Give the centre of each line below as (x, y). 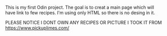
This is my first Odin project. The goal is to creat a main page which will (80, 7)
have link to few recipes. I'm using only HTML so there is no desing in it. (80, 13)
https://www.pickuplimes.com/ (37, 28)
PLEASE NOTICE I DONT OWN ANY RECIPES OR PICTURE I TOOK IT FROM (83, 23)
